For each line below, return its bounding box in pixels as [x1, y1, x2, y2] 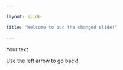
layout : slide [6, 14, 41, 19]
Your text [6, 45, 28, 53]
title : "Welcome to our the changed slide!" [6, 24, 118, 30]
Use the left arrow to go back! [6, 57, 79, 64]
